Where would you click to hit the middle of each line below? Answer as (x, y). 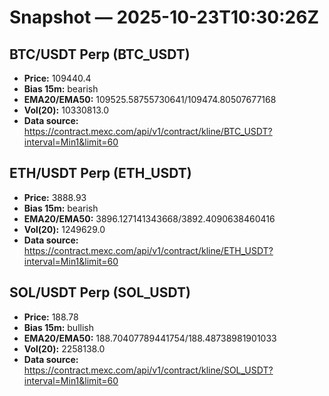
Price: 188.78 (51, 317)
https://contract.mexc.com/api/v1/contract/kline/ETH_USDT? (148, 250)
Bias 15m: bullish (58, 327)
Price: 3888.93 (55, 197)
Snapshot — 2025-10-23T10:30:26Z (164, 17)
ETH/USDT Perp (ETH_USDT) (100, 173)
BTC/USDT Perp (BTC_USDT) (100, 54)
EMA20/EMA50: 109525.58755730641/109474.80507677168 (150, 99)
